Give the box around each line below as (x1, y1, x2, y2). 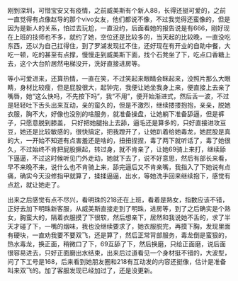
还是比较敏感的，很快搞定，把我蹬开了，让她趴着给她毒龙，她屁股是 (25, 127, 225, 136)
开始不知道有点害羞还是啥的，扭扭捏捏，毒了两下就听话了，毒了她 (31, 137, 225, 144)
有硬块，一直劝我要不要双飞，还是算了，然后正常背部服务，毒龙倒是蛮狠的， (7, 231, 231, 239)
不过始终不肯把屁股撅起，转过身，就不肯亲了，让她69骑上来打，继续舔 (19, 145, 227, 154)
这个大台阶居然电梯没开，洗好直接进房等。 (19, 59, 144, 67)
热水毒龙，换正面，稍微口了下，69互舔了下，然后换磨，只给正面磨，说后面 (7, 240, 227, 248)
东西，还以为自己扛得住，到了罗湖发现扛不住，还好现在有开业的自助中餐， (7, 42, 225, 50)
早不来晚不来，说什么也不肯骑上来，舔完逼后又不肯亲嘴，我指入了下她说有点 (7, 163, 231, 171)
